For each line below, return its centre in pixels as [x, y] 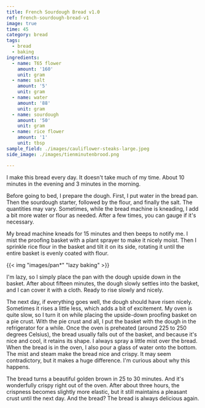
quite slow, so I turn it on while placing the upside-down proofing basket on [102, 315]
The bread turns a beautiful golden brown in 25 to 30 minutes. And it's [95, 379]
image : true [21, 23]
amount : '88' [34, 103]
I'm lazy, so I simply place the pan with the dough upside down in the [94, 277]
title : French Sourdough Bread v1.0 [53, 12]
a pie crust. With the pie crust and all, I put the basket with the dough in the [101, 321]
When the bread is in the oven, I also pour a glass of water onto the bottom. [102, 347]
